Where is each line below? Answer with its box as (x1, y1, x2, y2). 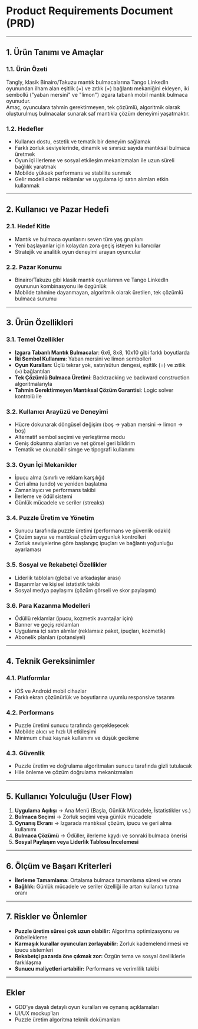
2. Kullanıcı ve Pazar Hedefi (6, 205, 109, 215)
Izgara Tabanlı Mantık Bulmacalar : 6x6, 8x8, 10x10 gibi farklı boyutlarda (14, 349, 190, 356)
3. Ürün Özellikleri (6, 317, 74, 328)
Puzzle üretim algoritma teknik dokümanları (14, 1016, 120, 1023)
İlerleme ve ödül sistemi (14, 493, 72, 500)
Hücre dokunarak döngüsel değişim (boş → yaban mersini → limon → (14, 421, 183, 428)
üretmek (14, 150, 35, 158)
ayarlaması (14, 546, 41, 553)
